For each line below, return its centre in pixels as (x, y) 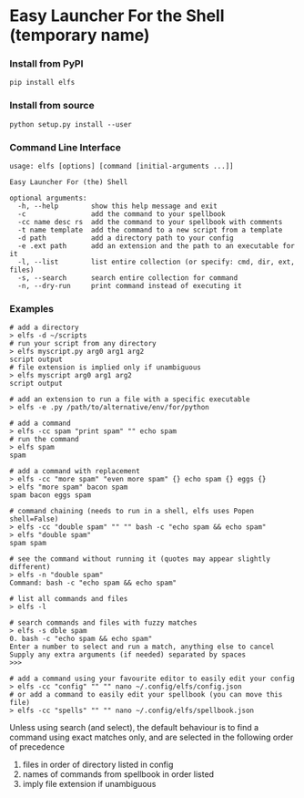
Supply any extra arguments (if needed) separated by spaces (128, 655)
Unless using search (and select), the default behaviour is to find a (134, 728)
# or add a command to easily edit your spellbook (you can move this (146, 695)
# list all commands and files (69, 599)
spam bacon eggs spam (51, 495)
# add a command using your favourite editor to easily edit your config (152, 679)
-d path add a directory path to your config (126, 238)
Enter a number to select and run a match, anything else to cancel (142, 647)
